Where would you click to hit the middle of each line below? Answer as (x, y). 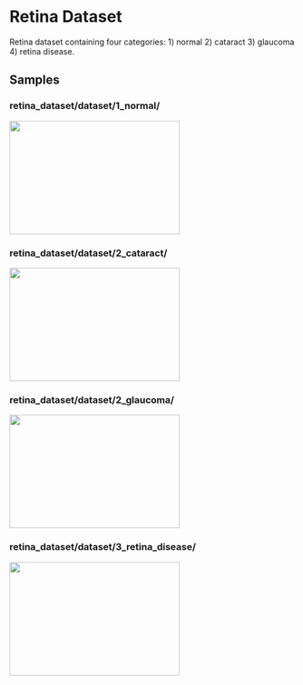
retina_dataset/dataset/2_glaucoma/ (92, 399)
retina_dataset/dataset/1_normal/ (85, 106)
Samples (35, 80)
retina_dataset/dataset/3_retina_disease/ (103, 547)
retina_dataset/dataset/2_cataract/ (88, 253)
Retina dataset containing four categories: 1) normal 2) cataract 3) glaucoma (152, 42)
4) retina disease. (42, 51)
